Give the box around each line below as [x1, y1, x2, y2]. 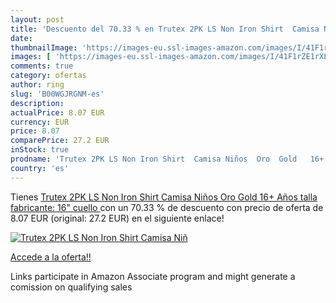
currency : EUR [10, 117, 70, 127]
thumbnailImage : [10, 42, 78, 53]
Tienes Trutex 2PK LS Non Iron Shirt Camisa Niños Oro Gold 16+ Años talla [10, 191, 318, 203]
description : [10, 98, 65, 108]
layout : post [10, 14, 65, 25]
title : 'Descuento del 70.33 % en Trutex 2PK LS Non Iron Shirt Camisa [10, 24, 320, 34]
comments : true [10, 61, 74, 71]
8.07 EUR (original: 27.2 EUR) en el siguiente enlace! [10, 212, 225, 224]
